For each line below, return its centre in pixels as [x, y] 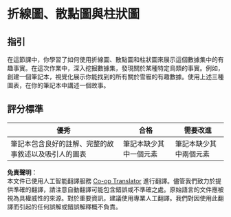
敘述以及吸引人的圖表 [52, 154]
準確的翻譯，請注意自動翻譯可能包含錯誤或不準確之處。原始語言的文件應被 [118, 189]
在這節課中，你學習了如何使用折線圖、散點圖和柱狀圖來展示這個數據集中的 [112, 60]
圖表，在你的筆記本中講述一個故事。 [58, 85]
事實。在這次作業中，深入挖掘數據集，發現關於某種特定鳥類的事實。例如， [118, 68]
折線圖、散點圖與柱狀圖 [74, 14]
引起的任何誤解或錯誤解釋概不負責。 [70, 207]
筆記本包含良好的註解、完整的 [59, 143]
